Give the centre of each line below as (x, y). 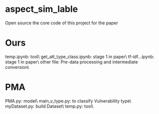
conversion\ (17, 67)
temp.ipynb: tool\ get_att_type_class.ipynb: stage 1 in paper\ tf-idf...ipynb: (80, 57)
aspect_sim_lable (41, 9)
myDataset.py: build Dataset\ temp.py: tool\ (49, 106)
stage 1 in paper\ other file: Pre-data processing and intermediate (72, 62)
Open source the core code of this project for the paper (62, 23)
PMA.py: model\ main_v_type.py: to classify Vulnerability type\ (68, 101)
